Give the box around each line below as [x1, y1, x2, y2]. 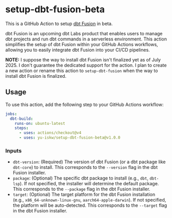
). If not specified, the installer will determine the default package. [20, 181, 159, 187]
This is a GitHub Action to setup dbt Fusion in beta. [5, 20, 113, 27]
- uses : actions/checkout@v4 [18, 130, 82, 136]
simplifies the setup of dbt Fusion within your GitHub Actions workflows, [5, 41, 158, 47]
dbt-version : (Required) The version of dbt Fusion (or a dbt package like [12, 159, 166, 165]
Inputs [5, 147, 22, 154]
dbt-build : [10, 116, 33, 121]
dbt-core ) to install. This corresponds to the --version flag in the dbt [12, 164, 158, 170]
